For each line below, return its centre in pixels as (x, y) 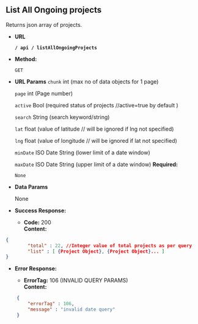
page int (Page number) (44, 93)
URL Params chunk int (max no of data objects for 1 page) (86, 81)
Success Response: (40, 211)
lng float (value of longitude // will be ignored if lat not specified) (96, 140)
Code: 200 (37, 222)
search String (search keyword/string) (62, 117)
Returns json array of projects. (44, 24)
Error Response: (36, 268)
